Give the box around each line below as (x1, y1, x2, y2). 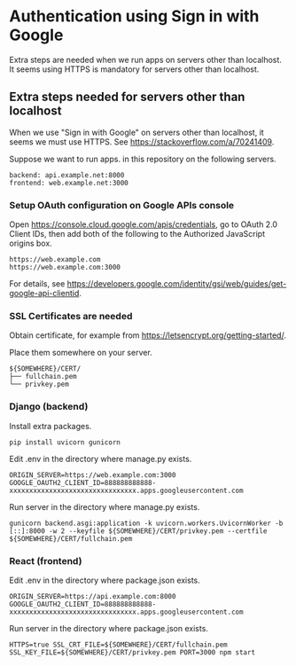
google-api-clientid (9, 288, 80, 299)
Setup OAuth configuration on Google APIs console (9, 199, 235, 211)
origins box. (9, 238, 53, 249)
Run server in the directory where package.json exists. (9, 623, 208, 633)
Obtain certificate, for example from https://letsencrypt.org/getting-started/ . (9, 330, 286, 341)
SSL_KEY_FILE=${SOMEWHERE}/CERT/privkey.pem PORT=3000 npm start (9, 647, 255, 657)
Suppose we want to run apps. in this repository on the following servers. (9, 153, 277, 164)
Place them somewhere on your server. (9, 348, 152, 358)
